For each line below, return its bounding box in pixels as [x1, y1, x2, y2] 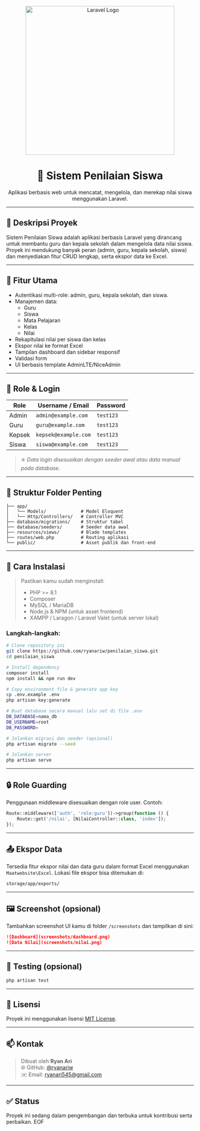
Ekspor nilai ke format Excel [14, 342, 83, 349]
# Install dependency [6, 664, 60, 670]
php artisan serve [6, 757, 52, 764]
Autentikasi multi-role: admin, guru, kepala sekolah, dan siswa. [14, 291, 168, 298]
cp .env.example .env [6, 691, 60, 698]
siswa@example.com [35, 441, 88, 448]
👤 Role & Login [6, 384, 61, 394]
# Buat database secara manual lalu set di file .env [6, 708, 143, 714]
